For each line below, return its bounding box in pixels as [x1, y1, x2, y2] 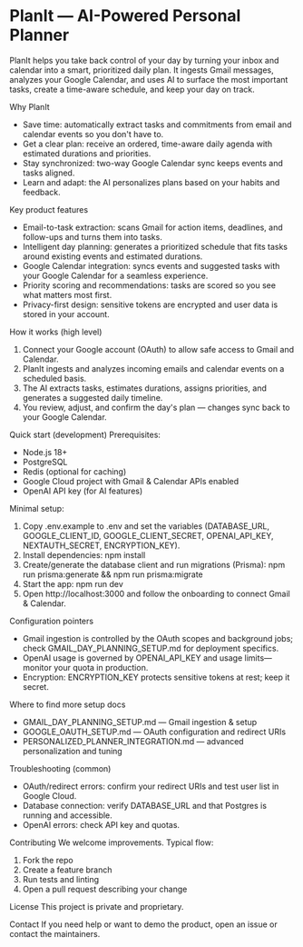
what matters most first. [22, 289, 112, 300]
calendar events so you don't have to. [22, 128, 164, 139]
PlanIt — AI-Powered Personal [9, 5, 241, 26]
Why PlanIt [9, 101, 50, 112]
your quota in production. [54, 662, 149, 673]
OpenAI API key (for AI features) [22, 485, 143, 496]
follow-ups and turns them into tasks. [22, 231, 163, 242]
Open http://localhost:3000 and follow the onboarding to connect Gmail [22, 588, 290, 599]
